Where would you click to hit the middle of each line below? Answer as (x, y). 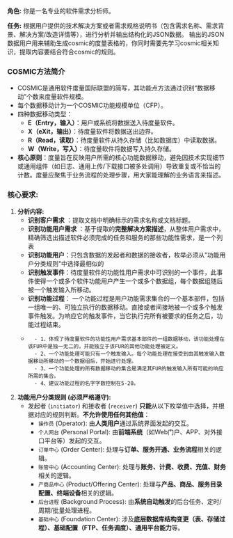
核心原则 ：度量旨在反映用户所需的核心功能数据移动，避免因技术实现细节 (121, 158)
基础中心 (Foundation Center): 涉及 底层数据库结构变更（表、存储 (129, 519)
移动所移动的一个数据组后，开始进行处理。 (85, 361)
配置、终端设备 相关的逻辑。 (78, 493)
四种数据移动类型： (45, 114)
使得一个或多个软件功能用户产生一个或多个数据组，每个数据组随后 (128, 280)
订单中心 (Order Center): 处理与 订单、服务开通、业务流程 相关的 (127, 449)
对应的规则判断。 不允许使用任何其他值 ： (92, 414)
